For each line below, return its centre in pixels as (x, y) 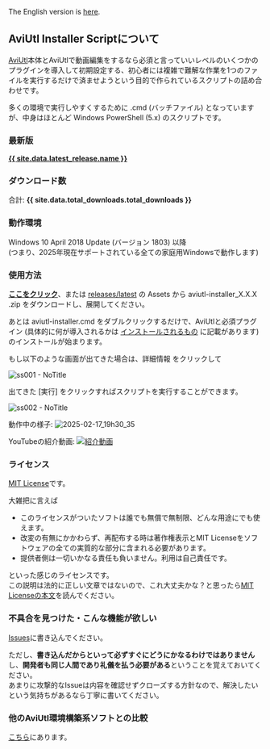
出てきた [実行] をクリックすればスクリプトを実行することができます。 (126, 391)
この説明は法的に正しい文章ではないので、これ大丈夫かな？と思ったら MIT (131, 585)
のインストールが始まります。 (58, 341)
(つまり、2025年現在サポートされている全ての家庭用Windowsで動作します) (134, 252)
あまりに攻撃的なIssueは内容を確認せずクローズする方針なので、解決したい (133, 684)
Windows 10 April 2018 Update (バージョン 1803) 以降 (98, 242)
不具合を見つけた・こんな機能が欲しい (83, 618)
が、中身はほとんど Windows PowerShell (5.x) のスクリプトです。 (117, 117)
